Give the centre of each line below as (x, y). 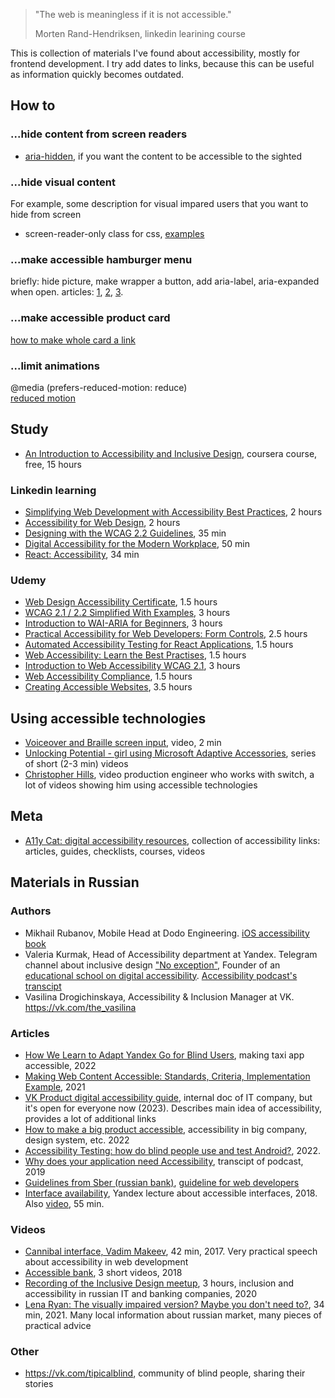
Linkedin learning (53, 490)
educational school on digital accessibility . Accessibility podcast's (161, 975)
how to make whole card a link (73, 340)
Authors (31, 911)
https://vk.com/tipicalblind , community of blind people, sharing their (165, 1373)
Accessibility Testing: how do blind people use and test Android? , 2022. (172, 1150)
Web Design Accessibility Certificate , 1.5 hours (121, 602)
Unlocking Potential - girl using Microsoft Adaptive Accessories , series (170, 753)
